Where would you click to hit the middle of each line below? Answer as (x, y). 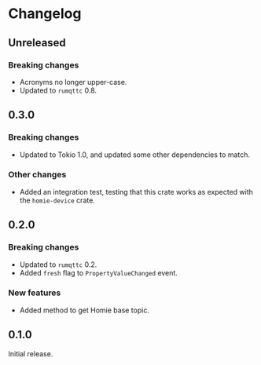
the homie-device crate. (57, 200)
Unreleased (37, 43)
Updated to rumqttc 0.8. (58, 90)
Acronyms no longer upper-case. (73, 82)
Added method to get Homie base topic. (84, 310)
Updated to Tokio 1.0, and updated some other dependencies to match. (134, 155)
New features (35, 293)
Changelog (45, 14)
